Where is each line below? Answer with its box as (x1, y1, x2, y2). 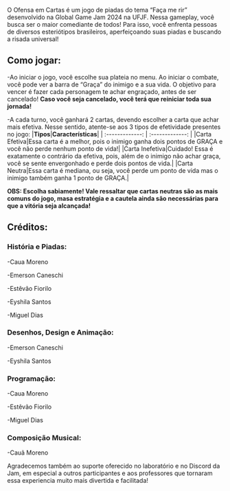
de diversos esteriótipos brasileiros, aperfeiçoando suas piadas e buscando (7, 27, 222, 36)
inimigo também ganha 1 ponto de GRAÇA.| (7, 173, 129, 182)
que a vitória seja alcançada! (7, 202, 91, 210)
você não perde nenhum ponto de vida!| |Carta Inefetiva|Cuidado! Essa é (7, 144, 214, 153)
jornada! (7, 102, 32, 110)
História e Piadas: (7, 242, 67, 252)
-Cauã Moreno (7, 448, 49, 457)
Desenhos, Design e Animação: (7, 328, 115, 337)
